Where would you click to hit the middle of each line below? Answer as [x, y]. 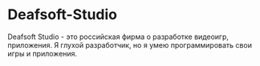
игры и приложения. [43, 53]
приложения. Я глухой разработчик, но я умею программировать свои [130, 45]
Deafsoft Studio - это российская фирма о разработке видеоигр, [118, 37]
